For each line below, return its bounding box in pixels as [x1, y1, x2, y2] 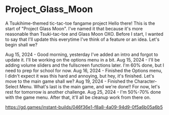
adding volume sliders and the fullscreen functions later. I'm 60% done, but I [5, 62, 164, 68]
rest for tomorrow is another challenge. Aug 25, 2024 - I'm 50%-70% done [5, 89, 161, 95]
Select [5, 83, 19, 89]
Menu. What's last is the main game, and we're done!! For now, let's [19, 83, 160, 89]
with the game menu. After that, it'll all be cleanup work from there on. [5, 94, 151, 100]
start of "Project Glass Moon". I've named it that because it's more [5, 25, 143, 31]
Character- [134, 78, 157, 84]
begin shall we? [5, 41, 38, 47]
